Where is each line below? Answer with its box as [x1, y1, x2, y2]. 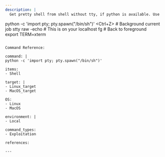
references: [5, 140, 30, 145]
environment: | [5, 114, 36, 119]
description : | [5, 7, 36, 12]
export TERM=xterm [5, 31, 46, 37]
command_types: [5, 127, 36, 132]
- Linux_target [5, 84, 36, 89]
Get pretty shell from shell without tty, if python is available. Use [9, 12, 160, 17]
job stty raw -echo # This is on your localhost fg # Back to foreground [5, 26, 147, 32]
